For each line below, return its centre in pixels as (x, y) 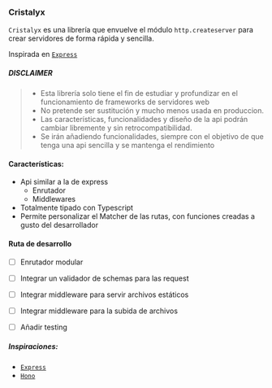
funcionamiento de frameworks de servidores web (125, 102)
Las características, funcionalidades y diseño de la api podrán (144, 120)
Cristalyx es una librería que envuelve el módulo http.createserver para (131, 30)
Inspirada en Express (43, 54)
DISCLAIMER (30, 72)
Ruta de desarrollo (40, 244)
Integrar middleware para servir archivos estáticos (104, 294)
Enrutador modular (52, 262)
